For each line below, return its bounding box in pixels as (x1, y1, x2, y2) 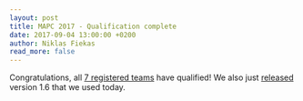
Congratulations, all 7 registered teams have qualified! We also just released (9, 72, 294, 83)
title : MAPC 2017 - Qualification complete (9, 22, 177, 31)
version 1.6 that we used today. (9, 82, 126, 93)
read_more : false (9, 47, 76, 56)
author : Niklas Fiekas (9, 38, 96, 48)
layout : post (9, 13, 59, 23)
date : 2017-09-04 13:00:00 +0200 (9, 30, 136, 39)
